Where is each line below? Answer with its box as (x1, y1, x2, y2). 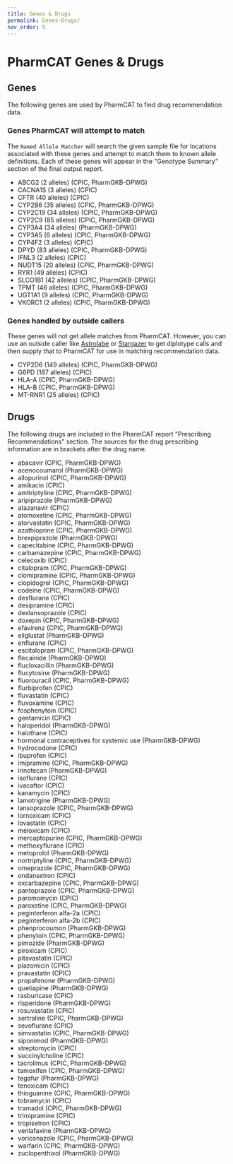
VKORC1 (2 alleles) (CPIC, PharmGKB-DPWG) (17, 298, 150, 307)
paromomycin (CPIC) (17, 893, 79, 902)
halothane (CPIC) (17, 728, 68, 737)
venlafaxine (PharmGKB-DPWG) (17, 1126, 112, 1134)
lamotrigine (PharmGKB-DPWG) (17, 796, 111, 804)
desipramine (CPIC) (17, 601, 76, 610)
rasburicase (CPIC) (17, 991, 73, 999)
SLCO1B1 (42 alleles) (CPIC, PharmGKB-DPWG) (17, 275, 157, 284)
